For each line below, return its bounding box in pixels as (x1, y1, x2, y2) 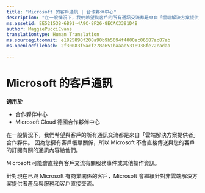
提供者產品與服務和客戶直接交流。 (11, 180, 98, 187)
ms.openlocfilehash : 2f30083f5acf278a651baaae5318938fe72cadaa (6, 43, 171, 49)
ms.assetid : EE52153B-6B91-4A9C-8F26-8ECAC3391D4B (6, 20, 138, 26)
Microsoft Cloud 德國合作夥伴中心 (15, 118, 101, 125)
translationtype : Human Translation (6, 32, 99, 38)
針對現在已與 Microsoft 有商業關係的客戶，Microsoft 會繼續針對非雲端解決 (6, 172, 192, 180)
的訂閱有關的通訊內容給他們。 (6, 146, 81, 153)
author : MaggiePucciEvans (6, 26, 72, 32)
